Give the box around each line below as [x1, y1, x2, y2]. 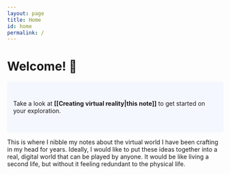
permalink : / [7, 29, 45, 36]
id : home [7, 23, 32, 30]
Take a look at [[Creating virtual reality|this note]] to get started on [13, 100, 206, 108]
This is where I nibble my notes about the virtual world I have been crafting [7, 138, 218, 146]
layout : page [7, 10, 45, 17]
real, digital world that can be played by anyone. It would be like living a [7, 152, 209, 161]
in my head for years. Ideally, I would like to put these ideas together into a [7, 145, 218, 154]
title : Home [7, 16, 41, 23]
